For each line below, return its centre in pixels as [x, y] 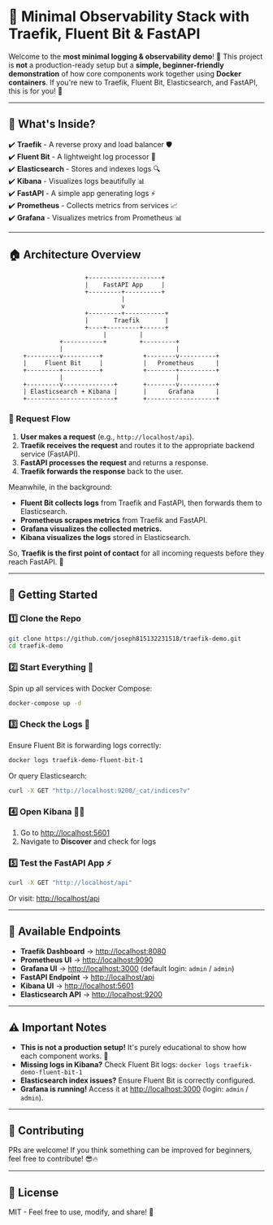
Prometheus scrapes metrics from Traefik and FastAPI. [114, 520]
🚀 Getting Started [53, 595]
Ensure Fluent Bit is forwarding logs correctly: [85, 745]
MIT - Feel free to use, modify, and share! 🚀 [81, 1212]
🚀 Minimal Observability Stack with [129, 17]
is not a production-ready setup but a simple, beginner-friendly [117, 65]
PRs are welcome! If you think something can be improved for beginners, [130, 1150]
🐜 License [34, 1192]
